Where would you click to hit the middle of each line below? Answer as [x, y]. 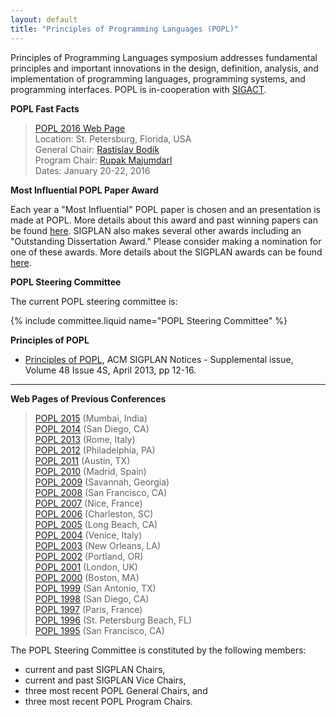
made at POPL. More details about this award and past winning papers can [164, 220]
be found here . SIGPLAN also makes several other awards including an [156, 230]
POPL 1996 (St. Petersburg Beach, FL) [113, 620]
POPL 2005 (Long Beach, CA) [96, 524]
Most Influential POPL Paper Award [84, 190]
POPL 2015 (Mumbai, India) [91, 418]
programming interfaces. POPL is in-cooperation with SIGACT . [138, 89]
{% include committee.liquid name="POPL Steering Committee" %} [149, 320]
